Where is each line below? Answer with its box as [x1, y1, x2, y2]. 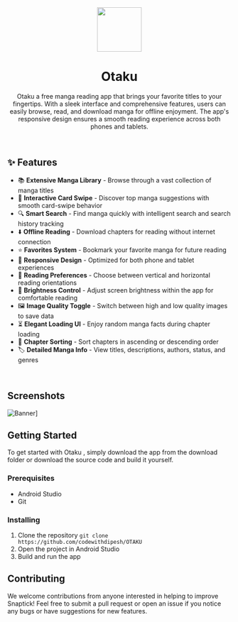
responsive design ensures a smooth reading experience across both [18, 114, 221, 123]
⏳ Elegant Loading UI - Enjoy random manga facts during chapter [17, 320, 211, 328]
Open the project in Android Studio [17, 545, 120, 553]
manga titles [17, 186, 55, 195]
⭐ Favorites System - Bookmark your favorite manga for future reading [17, 245, 227, 254]
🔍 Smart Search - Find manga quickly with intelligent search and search [17, 209, 231, 217]
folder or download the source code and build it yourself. [7, 456, 174, 464]
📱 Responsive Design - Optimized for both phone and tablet [17, 256, 195, 264]
